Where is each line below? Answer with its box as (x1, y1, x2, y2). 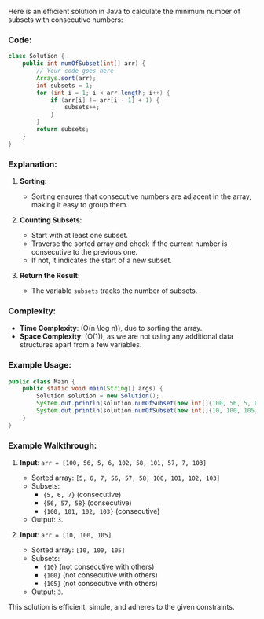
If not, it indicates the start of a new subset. (31, 255, 173, 265)
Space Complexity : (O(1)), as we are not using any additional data (19, 331, 234, 341)
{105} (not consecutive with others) (42, 578, 159, 588)
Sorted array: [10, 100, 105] (31, 545, 126, 555)
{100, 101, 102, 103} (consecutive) (42, 506, 160, 515)
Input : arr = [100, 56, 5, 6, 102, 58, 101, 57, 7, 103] (19, 457, 207, 467)
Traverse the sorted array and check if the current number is (31, 239, 228, 248)
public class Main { (8, 377, 76, 386)
